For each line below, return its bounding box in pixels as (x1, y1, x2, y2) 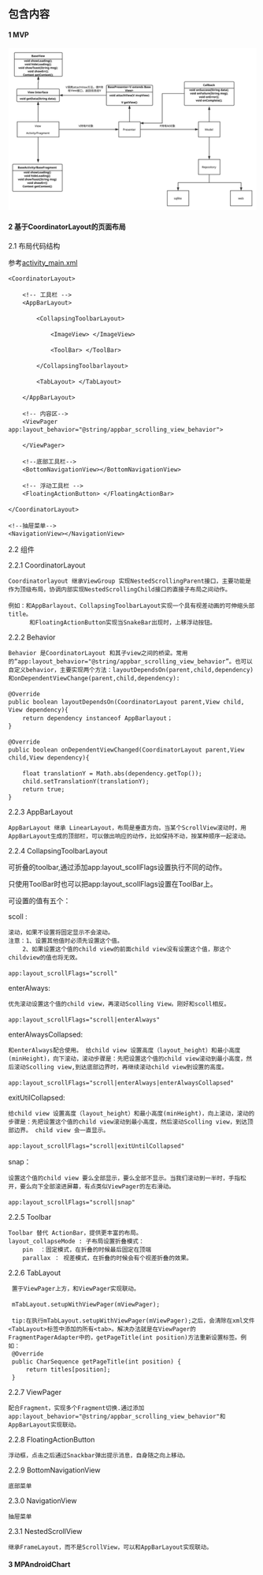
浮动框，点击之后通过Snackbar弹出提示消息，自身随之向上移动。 (8, 1451, 189, 1459)
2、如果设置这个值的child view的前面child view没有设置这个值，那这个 (22, 945, 232, 953)
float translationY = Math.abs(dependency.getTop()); (22, 769, 202, 778)
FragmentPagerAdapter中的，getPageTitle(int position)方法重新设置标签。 (8, 1333, 241, 1341)
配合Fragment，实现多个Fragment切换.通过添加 (8, 1404, 145, 1412)
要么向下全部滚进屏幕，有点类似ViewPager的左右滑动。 (19, 1183, 175, 1191)
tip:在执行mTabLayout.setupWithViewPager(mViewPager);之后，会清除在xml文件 (11, 1317, 255, 1325)
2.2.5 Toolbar (8, 1212, 52, 1221)
